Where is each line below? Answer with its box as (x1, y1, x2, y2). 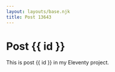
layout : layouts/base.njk (6, 8, 70, 15)
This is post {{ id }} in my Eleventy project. (6, 59, 110, 66)
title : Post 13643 (6, 14, 52, 20)
